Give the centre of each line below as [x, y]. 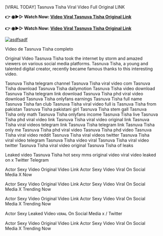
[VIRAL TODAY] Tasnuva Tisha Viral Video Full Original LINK [65, 7]
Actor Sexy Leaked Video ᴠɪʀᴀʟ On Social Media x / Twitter [64, 213]
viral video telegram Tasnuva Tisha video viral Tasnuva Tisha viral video [77, 140]
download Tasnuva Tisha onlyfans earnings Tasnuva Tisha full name [74, 99]
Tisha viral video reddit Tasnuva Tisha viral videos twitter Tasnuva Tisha [77, 135]
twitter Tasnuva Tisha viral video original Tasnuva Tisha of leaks [69, 145]
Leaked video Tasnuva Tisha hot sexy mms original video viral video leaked [81, 155]
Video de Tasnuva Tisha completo [39, 49]
